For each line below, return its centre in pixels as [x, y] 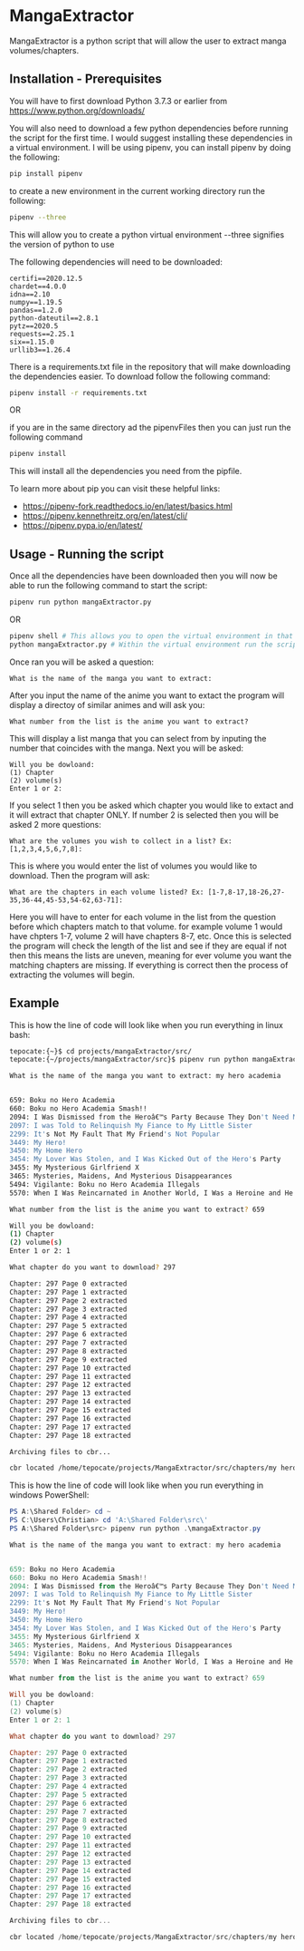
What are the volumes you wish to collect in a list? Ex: [121, 841]
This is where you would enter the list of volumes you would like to [133, 866]
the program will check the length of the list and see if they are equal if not [148, 946]
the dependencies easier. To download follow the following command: [140, 376]
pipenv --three [38, 217]
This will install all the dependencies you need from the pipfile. [126, 471]
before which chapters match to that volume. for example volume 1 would [146, 927]
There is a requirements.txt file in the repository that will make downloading [150, 366]
